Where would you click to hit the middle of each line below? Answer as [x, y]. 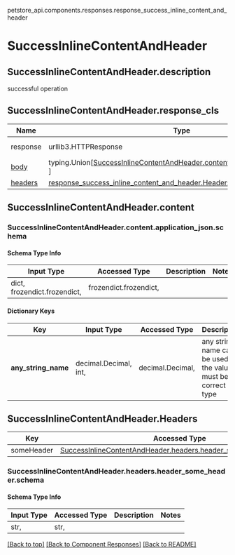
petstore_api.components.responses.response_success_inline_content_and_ [117, 10]
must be [215, 376]
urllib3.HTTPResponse [86, 147]
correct [214, 385]
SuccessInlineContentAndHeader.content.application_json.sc [115, 227]
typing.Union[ [71, 162]
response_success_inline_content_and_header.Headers [140, 182]
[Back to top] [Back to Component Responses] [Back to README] [102, 544]
